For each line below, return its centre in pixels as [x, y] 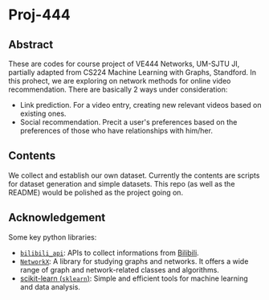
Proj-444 [39, 15]
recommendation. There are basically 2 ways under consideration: [118, 89]
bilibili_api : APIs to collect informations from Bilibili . [109, 253]
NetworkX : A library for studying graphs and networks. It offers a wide [134, 261]
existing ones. [43, 113]
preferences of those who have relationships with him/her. [116, 131]
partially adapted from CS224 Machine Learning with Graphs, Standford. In [132, 72]
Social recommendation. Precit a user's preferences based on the [128, 122]
